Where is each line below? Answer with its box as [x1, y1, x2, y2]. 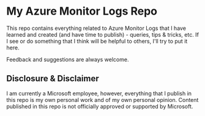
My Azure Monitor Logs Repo [6, 4, 158, 18]
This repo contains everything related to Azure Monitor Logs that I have [6, 24, 187, 32]
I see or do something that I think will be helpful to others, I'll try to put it [6, 37, 188, 45]
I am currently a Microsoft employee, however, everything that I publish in [6, 90, 192, 97]
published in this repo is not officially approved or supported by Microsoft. [6, 103, 193, 110]
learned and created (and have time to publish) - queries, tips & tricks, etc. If [6, 31, 199, 38]
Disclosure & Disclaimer [6, 73, 99, 84]
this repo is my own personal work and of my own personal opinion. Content [6, 96, 199, 103]
